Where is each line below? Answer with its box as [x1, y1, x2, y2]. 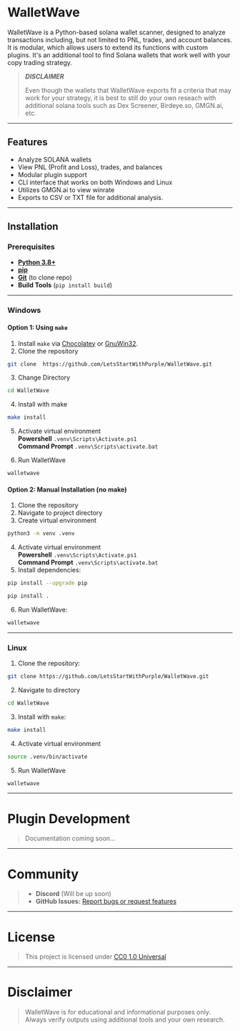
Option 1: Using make [7, 323, 68, 332]
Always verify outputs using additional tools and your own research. [24, 1015, 225, 1024]
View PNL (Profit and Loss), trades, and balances [17, 162, 163, 171]
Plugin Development [7, 810, 131, 827]
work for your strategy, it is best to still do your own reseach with [24, 94, 216, 102]
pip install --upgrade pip [7, 579, 88, 587]
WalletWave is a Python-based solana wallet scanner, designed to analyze [7, 28, 226, 36]
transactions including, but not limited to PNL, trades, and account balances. [7, 35, 233, 44]
